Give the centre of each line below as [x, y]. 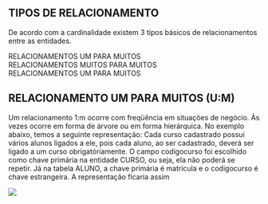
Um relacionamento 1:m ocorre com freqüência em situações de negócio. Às [134, 117]
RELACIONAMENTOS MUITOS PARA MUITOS [83, 65]
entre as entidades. [40, 41]
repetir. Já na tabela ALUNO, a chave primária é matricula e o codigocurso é [133, 168]
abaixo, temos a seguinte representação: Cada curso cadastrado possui [126, 134]
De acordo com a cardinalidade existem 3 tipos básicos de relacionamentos [133, 32]
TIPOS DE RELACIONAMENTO [84, 13]
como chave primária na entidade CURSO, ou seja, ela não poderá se [122, 159]
